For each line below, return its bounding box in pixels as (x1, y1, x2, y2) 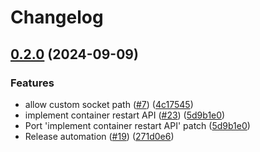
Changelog (10, 6, 104, 29)
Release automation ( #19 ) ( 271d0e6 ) (24, 130, 175, 142)
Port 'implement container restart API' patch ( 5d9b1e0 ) (24, 119, 251, 131)
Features (10, 76, 55, 90)
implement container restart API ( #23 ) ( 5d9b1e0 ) (24, 109, 226, 121)
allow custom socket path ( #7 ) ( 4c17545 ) (24, 98, 194, 110)
